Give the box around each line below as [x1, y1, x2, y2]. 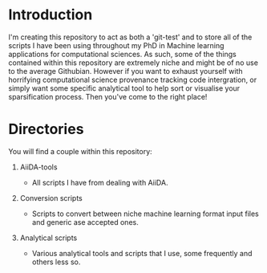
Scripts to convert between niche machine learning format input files [31, 209, 259, 218]
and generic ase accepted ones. [31, 217, 139, 226]
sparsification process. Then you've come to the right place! [8, 92, 208, 101]
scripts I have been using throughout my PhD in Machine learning [8, 40, 225, 50]
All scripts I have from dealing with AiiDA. [31, 177, 168, 187]
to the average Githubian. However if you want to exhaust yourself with [8, 66, 243, 75]
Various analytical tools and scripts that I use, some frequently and [31, 248, 253, 258]
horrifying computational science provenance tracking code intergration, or [8, 75, 257, 84]
